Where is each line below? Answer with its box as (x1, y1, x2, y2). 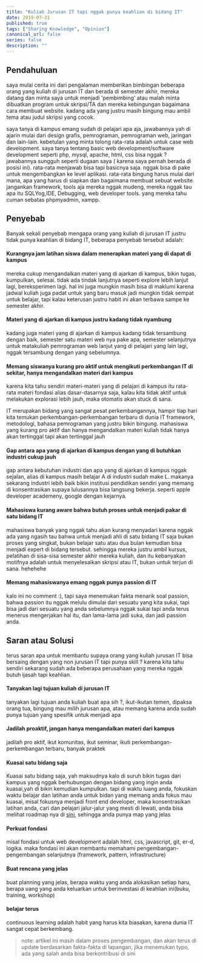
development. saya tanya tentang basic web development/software (6, 144, 175, 152)
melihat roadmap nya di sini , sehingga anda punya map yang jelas (6, 811, 171, 818)
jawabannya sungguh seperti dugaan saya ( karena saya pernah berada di (6, 157, 191, 164)
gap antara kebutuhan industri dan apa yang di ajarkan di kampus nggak (6, 467, 187, 474)
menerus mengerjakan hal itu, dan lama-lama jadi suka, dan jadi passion (6, 611, 187, 619)
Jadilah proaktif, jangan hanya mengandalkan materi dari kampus (6, 725, 175, 732)
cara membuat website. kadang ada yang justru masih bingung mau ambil (6, 107, 191, 114)
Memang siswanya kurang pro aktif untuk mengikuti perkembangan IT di (6, 362, 193, 370)
